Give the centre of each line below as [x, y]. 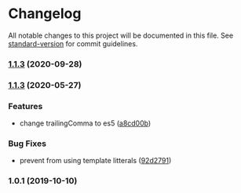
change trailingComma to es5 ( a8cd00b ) [85, 123]
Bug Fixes [27, 144]
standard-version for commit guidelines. [73, 43]
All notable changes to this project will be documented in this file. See [121, 35]
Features [26, 106]
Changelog [45, 14]
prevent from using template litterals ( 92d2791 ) [95, 161]
